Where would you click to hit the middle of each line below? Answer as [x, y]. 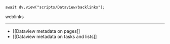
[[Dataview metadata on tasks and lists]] [55, 36]
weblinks [15, 17]
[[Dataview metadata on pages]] [46, 31]
